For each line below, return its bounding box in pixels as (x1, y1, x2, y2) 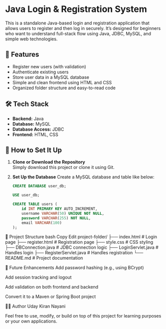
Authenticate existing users (12, 69, 69, 75)
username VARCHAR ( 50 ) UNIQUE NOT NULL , (21, 211, 105, 216)
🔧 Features (5, 50, 39, 59)
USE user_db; (12, 193, 40, 198)
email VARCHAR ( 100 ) (21, 220, 62, 225)
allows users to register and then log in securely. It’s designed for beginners (5, 25, 161, 31)
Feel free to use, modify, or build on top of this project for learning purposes (5, 313, 162, 319)
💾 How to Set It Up (5, 146, 62, 154)
